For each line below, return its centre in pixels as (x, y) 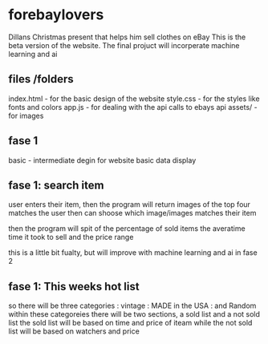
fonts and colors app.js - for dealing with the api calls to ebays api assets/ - (133, 107)
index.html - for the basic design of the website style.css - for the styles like (134, 99)
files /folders (41, 79)
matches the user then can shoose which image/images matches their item (132, 213)
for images (26, 115)
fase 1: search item (56, 185)
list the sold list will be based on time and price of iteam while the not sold (130, 323)
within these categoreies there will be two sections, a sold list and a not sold (134, 314)
